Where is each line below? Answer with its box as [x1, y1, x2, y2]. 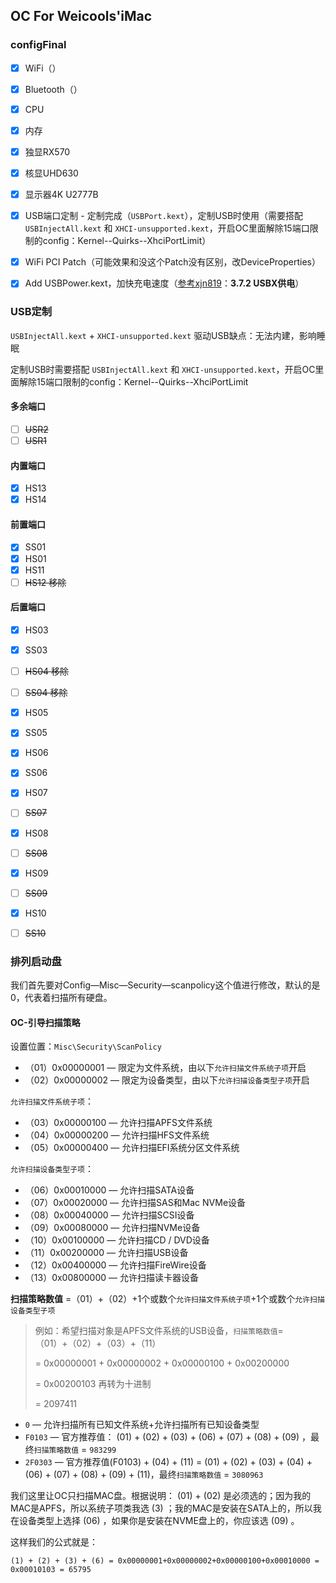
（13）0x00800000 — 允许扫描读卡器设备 [24, 1272, 199, 1284]
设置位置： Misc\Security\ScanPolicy [10, 1040, 162, 1053]
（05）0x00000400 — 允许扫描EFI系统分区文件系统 [24, 1142, 240, 1154]
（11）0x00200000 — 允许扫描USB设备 [24, 1247, 189, 1259]
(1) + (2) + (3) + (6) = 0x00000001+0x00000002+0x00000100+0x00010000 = [10, 1556, 320, 1566]
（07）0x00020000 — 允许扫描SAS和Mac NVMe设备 [24, 1197, 247, 1209]
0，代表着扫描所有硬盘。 [10, 992, 113, 1004]
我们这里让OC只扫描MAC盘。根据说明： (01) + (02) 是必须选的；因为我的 [10, 1490, 312, 1502]
